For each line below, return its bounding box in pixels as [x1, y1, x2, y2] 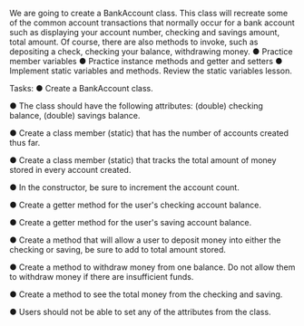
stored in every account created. [9, 165, 132, 175]
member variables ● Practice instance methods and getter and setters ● [9, 56, 283, 66]
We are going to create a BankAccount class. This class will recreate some [9, 8, 289, 18]
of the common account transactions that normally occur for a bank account [9, 17, 295, 28]
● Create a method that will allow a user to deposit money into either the [9, 235, 281, 245]
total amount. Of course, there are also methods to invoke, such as [9, 36, 259, 47]
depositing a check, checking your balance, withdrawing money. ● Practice [9, 46, 293, 57]
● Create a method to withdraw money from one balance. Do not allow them [9, 262, 296, 273]
